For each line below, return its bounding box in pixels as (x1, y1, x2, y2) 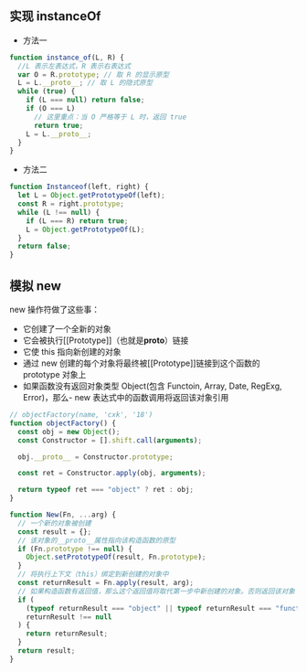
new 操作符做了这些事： (9, 304, 101, 315)
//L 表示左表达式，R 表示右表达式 (17, 61, 131, 70)
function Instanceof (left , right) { (9, 182, 149, 192)
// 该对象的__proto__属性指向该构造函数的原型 (17, 536, 176, 545)
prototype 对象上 (22, 369, 87, 379)
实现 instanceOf (9, 8, 101, 25)
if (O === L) (26, 104, 76, 113)
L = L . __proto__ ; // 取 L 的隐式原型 (17, 79, 153, 88)
